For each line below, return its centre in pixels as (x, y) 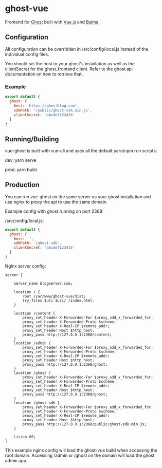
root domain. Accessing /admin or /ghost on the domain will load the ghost (80, 455)
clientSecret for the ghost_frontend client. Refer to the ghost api (69, 69)
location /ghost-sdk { (37, 403)
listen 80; (25, 437)
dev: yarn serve (21, 160)
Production (22, 185)
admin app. (16, 460)
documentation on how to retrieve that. (44, 74)
